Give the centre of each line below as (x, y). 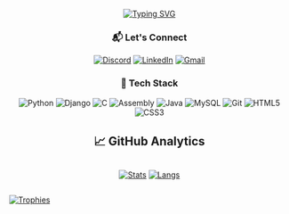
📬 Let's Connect (149, 37)
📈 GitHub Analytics (149, 141)
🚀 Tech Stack (149, 83)
